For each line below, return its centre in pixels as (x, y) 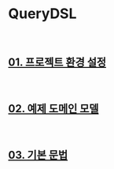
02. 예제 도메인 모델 (53, 109)
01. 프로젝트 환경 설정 (57, 63)
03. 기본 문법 (38, 155)
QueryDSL (42, 14)
